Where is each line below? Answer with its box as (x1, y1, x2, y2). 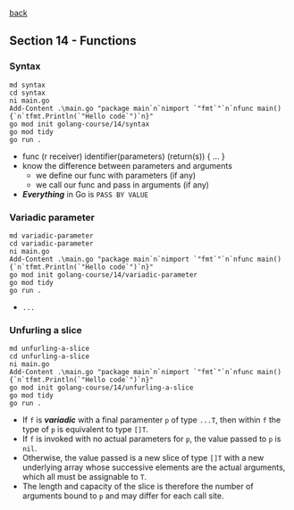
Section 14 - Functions (9, 33, 137, 48)
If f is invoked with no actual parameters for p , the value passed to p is (21, 433, 281, 445)
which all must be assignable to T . (21, 472, 147, 482)
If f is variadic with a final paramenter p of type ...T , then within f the (21, 414, 281, 425)
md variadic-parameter (9, 231, 94, 240)
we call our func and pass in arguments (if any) (35, 179, 210, 190)
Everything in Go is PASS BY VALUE (21, 188, 149, 199)
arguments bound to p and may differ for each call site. (21, 490, 224, 501)
